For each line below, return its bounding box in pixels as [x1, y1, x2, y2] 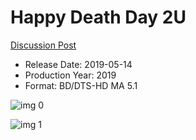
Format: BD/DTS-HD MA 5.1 [24, 79, 138, 91]
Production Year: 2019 [24, 69, 117, 81]
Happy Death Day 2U [10, 6, 187, 29]
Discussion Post [10, 39, 77, 51]
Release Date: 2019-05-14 [24, 58, 133, 70]
